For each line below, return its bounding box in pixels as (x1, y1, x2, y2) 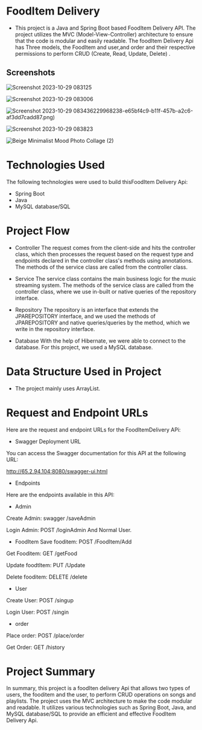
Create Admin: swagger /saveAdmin (6, 515, 96, 522)
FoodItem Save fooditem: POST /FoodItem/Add (14, 538, 132, 545)
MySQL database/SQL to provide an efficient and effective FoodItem (6, 710, 176, 718)
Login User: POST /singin (6, 608, 69, 616)
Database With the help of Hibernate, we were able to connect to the (14, 337, 186, 344)
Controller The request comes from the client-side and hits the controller (14, 244, 196, 251)
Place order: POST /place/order (6, 631, 84, 639)
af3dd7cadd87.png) (6, 113, 55, 120)
